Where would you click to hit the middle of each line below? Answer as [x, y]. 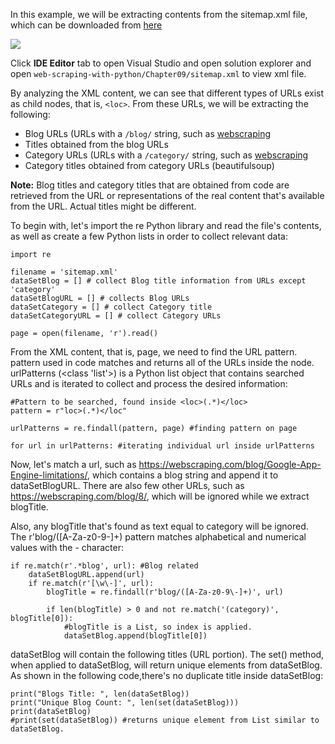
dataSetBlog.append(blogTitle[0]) [135, 636]
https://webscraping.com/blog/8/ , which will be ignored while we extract [160, 496]
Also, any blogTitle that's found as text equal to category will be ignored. [159, 526]
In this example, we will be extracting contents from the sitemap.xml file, [159, 14]
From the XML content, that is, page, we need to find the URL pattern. [154, 352]
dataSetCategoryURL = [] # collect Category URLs [116, 316]
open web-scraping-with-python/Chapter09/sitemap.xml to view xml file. [158, 73]
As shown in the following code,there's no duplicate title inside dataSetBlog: [167, 675]
